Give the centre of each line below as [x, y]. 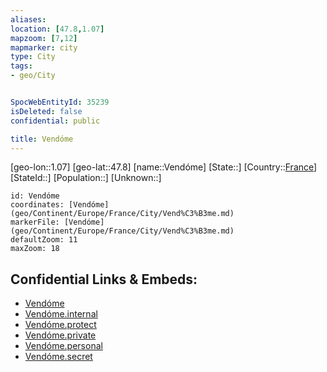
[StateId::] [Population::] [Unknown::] [86, 178]
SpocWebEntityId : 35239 [60, 102]
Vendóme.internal [61, 314]
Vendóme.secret [58, 357]
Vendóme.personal [63, 346]
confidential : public [55, 121]
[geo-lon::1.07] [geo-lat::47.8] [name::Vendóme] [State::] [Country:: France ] [164, 167]
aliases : [28, 19]
